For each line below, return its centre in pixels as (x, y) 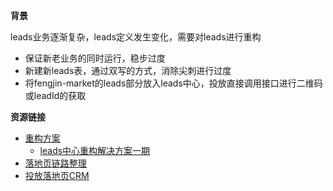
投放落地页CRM (57, 175)
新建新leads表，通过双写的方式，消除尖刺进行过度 (128, 70)
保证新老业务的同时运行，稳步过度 (95, 58)
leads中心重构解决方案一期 (95, 150)
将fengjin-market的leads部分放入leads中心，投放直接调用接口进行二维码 (173, 83)
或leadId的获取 (55, 95)
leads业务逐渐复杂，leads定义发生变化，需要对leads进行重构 (136, 37)
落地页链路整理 (55, 163)
